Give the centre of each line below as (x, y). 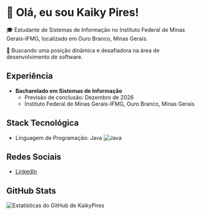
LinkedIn (26, 172)
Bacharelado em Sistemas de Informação (69, 90)
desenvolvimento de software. (45, 57)
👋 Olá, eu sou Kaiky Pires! (73, 13)
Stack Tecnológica (43, 123)
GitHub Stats (31, 191)
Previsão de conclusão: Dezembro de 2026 (79, 97)
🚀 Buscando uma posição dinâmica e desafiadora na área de (83, 50)
